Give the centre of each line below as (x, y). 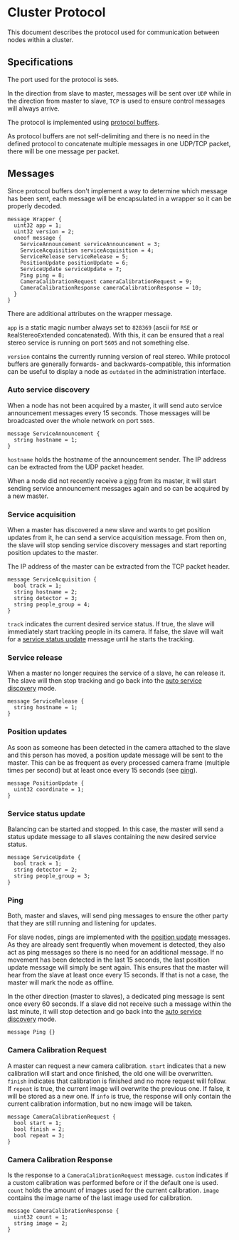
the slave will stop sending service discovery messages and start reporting (117, 545)
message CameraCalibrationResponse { (63, 1211)
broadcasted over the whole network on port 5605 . (81, 420)
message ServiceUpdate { (44, 858)
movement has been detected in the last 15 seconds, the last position (108, 960)
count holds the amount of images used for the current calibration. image (113, 1190)
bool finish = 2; (39, 1129)
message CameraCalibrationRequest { (62, 1117)
